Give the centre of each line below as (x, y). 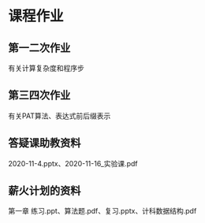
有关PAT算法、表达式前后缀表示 (60, 116)
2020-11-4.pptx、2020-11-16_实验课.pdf (73, 163)
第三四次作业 (39, 95)
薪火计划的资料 (45, 191)
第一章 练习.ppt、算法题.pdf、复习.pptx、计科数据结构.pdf (102, 211)
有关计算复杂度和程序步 (46, 68)
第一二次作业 (39, 48)
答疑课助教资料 (45, 143)
